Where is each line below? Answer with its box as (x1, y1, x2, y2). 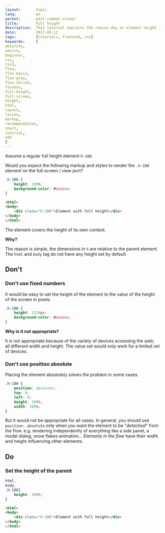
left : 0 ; (14, 395, 32, 400)
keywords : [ (5, 39, 38, 44)
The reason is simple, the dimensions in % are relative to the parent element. (5, 246, 159, 252)
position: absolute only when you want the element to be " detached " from (5, 423, 159, 428)
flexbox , (5, 84, 23, 90)
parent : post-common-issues (5, 16, 76, 21)
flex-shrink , (5, 80, 32, 85)
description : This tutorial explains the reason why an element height (5, 26, 157, 30)
